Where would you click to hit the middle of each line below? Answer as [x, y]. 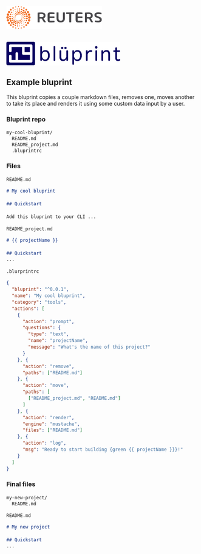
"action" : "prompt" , [48, 321]
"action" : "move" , [46, 386]
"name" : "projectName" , [58, 341]
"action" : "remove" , [48, 366]
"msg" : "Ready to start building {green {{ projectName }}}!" [103, 450]
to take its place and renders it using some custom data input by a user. [96, 103]
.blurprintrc [23, 272]
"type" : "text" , [49, 334]
